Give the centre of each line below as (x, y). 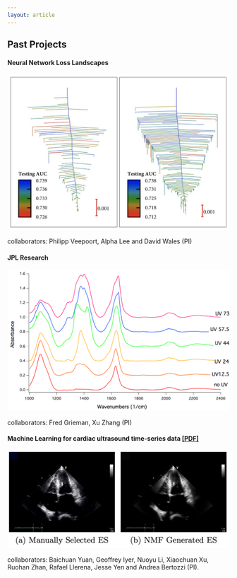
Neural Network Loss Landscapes (58, 62)
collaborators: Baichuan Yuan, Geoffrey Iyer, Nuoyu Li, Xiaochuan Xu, (108, 560)
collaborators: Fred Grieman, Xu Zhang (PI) (70, 422)
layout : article (31, 15)
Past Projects (37, 45)
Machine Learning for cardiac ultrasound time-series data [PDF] (103, 439)
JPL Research (28, 258)
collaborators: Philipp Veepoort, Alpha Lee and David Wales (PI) (100, 241)
